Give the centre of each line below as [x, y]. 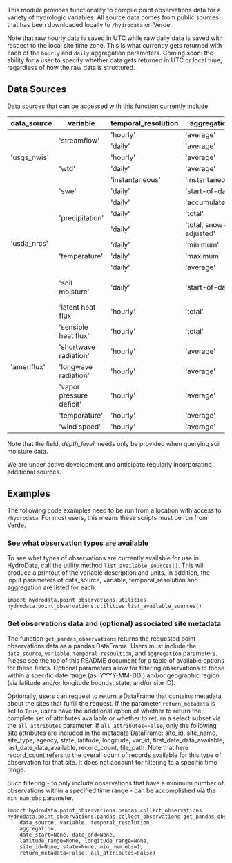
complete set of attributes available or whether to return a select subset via [114, 718]
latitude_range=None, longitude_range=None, [85, 841]
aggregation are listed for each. [52, 587]
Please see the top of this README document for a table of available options [116, 661]
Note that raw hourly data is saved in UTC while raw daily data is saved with [115, 38]
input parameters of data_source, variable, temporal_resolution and [103, 580]
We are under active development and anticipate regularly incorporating [109, 464]
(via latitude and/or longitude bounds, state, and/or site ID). [91, 683]
